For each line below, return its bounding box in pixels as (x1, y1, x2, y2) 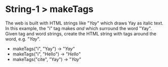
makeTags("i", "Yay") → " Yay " (12, 45, 75, 51)
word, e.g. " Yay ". (5, 36, 40, 42)
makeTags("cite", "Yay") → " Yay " (12, 56, 81, 62)
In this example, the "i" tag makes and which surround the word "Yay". (5, 25, 152, 31)
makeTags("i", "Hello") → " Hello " (12, 51, 81, 57)
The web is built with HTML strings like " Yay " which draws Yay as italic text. (5, 20, 163, 26)
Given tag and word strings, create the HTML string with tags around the (5, 30, 157, 36)
